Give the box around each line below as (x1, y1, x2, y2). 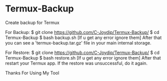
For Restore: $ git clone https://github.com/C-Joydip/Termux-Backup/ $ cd (5, 49, 160, 55)
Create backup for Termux (5, 19, 60, 25)
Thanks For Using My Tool (5, 69, 59, 75)
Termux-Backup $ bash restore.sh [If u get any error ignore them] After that (5, 54, 161, 60)
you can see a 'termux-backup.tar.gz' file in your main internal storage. (5, 39, 151, 45)
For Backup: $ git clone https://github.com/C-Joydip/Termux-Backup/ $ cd (5, 29, 159, 35)
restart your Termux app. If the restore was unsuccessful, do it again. (5, 60, 148, 66)
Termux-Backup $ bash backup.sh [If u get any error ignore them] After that (5, 34, 162, 40)
